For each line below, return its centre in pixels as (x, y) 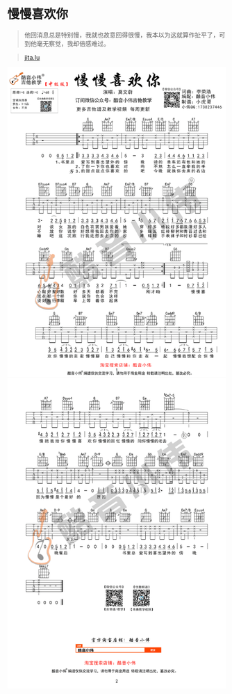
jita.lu (32, 57)
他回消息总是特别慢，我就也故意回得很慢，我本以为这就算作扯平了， (122, 35)
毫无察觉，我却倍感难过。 (73, 43)
